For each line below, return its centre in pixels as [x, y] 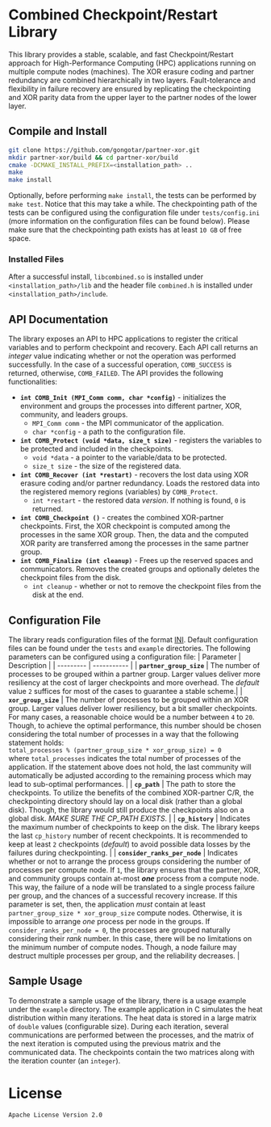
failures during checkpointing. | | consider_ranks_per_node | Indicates [123, 853]
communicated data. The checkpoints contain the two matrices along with [132, 1052]
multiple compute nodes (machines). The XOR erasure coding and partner [131, 71]
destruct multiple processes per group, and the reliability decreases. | [124, 956]
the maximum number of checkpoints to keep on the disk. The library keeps [134, 827]
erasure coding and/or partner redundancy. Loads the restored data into [140, 483]
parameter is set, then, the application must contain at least [107, 904]
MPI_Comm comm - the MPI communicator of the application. [128, 423]
